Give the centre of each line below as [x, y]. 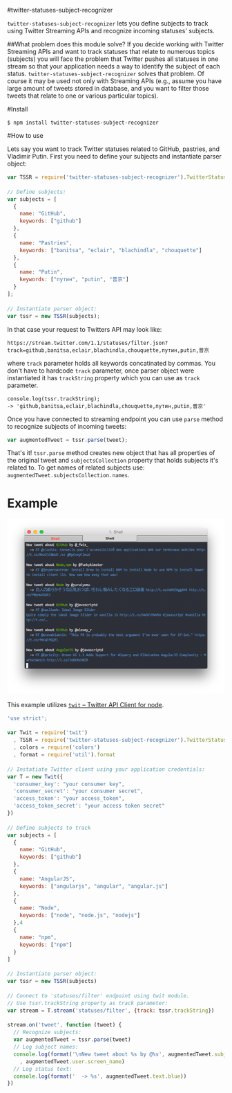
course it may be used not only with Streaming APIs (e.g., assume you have [115, 81]
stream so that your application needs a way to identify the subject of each [114, 66]
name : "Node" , [40, 908]
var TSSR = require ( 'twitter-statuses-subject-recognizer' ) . [97, 177]
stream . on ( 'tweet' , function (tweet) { [65, 1025]
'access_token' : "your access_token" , [69, 799]
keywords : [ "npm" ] [46, 945]
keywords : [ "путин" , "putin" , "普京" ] [74, 280]
